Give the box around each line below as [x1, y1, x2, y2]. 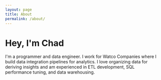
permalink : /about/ [5, 16, 46, 21]
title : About [5, 12, 32, 17]
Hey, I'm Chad [5, 37, 64, 49]
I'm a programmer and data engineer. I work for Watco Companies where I [5, 53, 157, 59]
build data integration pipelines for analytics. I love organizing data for [5, 59, 148, 65]
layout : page [5, 7, 32, 12]
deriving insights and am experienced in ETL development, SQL [5, 64, 135, 70]
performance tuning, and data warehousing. [5, 69, 95, 75]
